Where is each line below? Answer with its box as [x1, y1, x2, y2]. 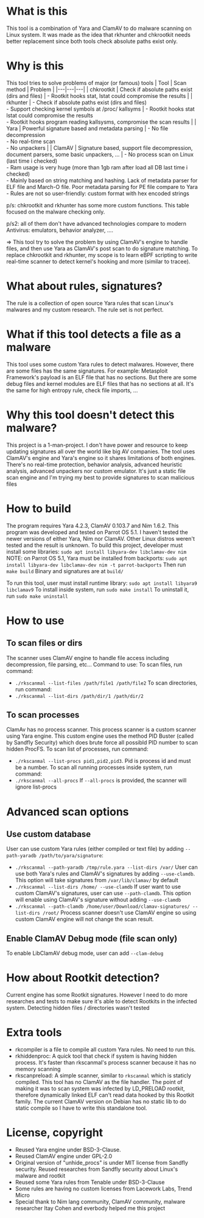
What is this [6, 4, 68, 18]
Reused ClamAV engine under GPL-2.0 [15, 1153, 113, 1160]
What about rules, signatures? [6, 280, 163, 293]
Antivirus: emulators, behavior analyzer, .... [6, 226, 114, 234]
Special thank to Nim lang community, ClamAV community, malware [15, 1198, 186, 1206]
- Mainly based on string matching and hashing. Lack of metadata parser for [6, 176, 198, 184]
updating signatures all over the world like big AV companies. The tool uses [6, 448, 195, 455]
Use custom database [6, 829, 91, 839]
